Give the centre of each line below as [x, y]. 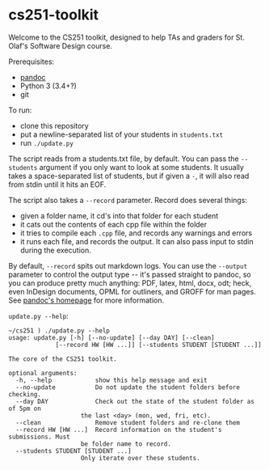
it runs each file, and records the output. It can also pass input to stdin [137, 241]
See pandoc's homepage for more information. [86, 300]
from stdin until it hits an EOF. [57, 184]
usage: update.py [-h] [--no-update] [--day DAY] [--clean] [112, 337]
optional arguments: [43, 373]
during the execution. [55, 250]
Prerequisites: [32, 61]
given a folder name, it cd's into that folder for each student [119, 215]
